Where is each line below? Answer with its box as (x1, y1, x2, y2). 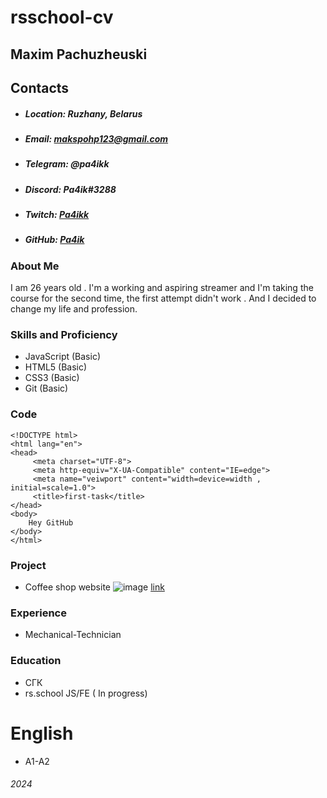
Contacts (10, 79, 70, 96)
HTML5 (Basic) (24, 361, 88, 373)
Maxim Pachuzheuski (10, 46, 148, 63)
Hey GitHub (28, 517, 74, 528)
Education (10, 654, 62, 668)
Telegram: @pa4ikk (24, 158, 110, 170)
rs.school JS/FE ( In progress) (24, 687, 148, 699)
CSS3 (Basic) (24, 372, 80, 384)
